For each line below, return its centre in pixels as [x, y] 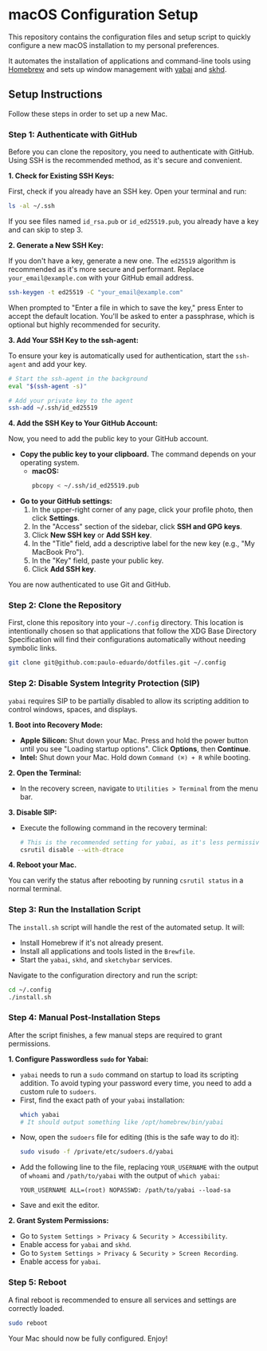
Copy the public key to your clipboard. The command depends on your [138, 454]
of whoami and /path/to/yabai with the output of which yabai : [120, 1176]
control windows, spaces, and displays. [73, 709]
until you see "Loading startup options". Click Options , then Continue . [135, 748]
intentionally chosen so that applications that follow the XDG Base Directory [132, 631]
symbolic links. [33, 648]
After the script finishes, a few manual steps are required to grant [115, 1035]
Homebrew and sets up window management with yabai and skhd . [118, 69]
